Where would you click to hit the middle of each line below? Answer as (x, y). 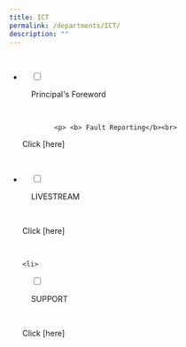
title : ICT (29, 17)
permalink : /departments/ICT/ (65, 26)
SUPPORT (49, 299)
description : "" (39, 34)
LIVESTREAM (55, 197)
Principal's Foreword (68, 95)
